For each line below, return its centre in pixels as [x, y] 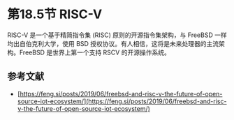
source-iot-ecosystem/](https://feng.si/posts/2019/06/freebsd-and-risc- [122, 101]
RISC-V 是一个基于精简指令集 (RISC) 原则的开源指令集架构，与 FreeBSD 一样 [117, 35]
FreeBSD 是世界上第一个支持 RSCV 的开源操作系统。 [95, 52]
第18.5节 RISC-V [55, 14]
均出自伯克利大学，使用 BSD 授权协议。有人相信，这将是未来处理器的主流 [113, 43]
